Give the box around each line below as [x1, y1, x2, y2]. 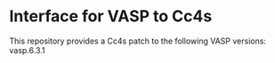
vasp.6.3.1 [9, 44, 46, 55]
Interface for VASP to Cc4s [9, 6, 213, 27]
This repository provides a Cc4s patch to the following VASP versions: [9, 35, 267, 46]
